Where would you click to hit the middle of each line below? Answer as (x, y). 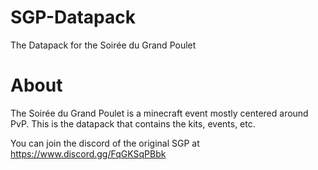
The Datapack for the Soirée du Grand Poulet (103, 45)
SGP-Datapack (73, 17)
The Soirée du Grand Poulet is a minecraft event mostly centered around (159, 113)
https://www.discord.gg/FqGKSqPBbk (88, 153)
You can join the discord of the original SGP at (105, 143)
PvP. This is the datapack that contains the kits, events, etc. (133, 123)
